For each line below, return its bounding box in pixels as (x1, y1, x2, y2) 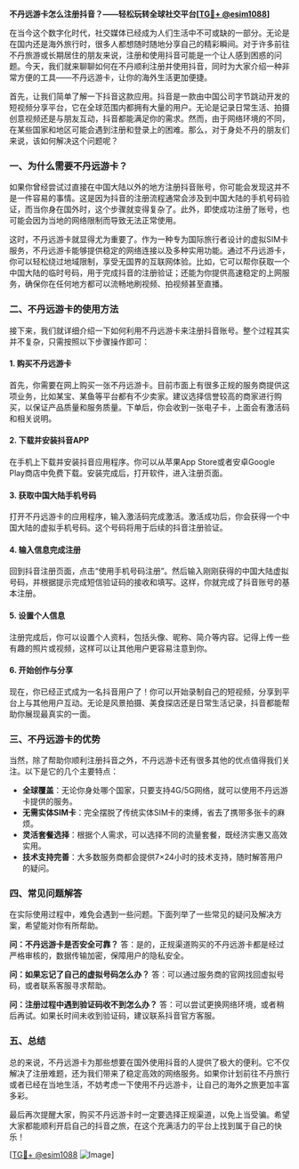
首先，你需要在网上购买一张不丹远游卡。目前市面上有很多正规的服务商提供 (9, 379, 282, 390)
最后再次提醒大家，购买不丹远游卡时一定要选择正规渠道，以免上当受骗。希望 (9, 1108, 290, 1120)
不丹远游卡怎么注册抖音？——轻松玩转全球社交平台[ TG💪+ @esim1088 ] (9, 9, 271, 19)
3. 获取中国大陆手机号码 (9, 490, 97, 500)
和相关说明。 (9, 413, 56, 424)
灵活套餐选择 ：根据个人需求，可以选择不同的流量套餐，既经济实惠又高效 (21, 830, 287, 840)
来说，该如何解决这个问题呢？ (9, 135, 118, 146)
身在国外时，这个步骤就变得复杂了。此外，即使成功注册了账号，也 (47, 204, 290, 215)
